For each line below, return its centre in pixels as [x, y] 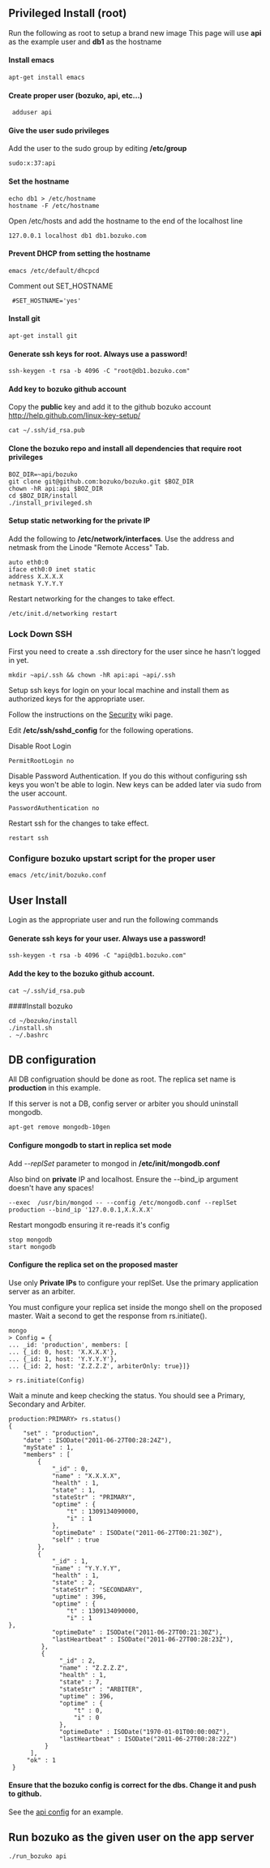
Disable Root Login [40, 746]
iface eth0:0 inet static [52, 569]
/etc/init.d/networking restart [63, 613]
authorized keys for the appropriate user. [77, 699]
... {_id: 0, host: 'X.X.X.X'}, [63, 1352]
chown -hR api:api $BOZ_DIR [56, 488]
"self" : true [75, 1540]
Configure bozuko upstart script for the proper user [112, 859]
